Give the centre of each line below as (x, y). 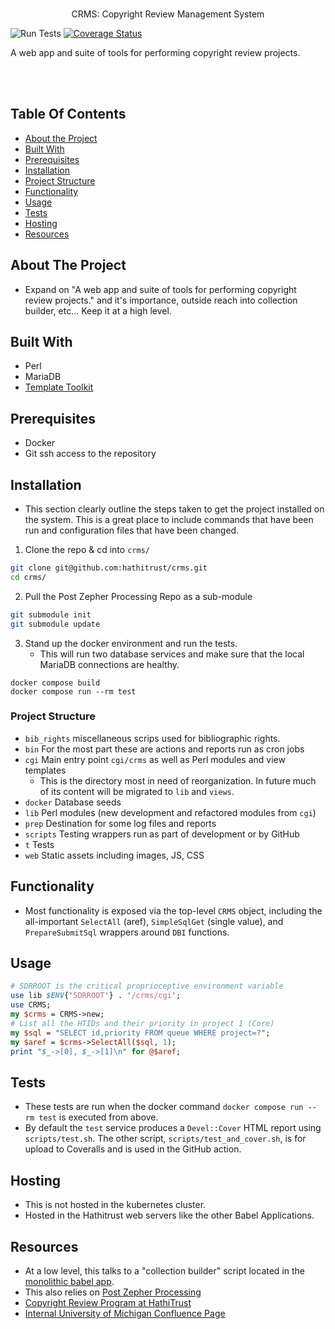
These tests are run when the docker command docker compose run (164, 1107)
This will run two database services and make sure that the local (172, 654)
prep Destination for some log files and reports (120, 823)
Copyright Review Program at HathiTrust (108, 1302)
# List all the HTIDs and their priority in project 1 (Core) (142, 1023)
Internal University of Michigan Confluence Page (125, 1313)
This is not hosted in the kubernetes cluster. (115, 1205)
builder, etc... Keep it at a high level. (98, 310)
